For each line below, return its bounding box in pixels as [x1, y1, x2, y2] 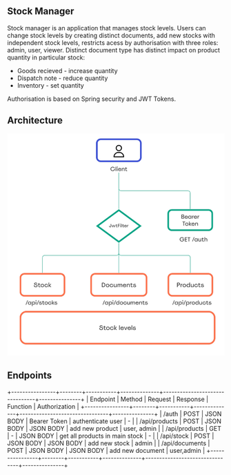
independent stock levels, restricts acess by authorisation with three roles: [7, 38, 219, 47]
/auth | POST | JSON [163, 410, 222, 418]
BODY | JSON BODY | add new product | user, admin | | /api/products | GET [7, 425, 222, 433]
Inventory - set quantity [17, 81, 84, 89]
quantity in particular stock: [7, 53, 85, 61]
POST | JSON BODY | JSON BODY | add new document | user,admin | [7, 447, 205, 455]
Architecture [7, 115, 63, 126]
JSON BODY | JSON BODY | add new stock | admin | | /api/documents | [7, 439, 210, 447]
